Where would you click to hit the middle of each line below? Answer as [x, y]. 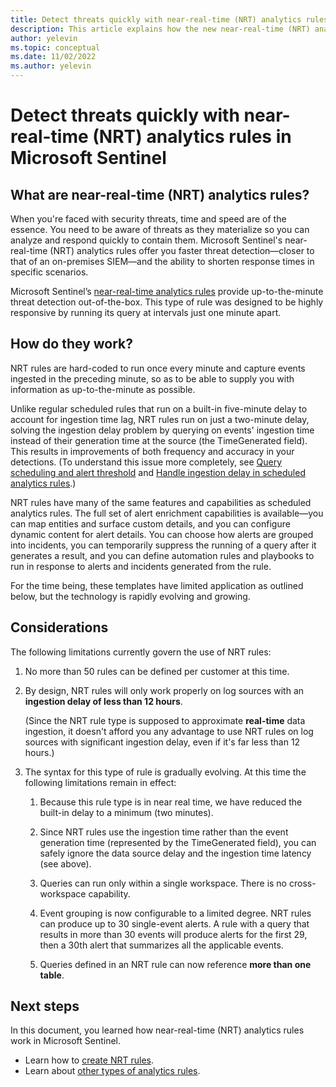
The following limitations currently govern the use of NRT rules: [141, 652]
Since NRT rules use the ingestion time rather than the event [164, 832]
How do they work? [72, 344]
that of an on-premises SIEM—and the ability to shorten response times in [162, 261]
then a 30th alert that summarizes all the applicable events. [161, 945]
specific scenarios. [49, 272]
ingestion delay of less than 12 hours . [103, 701]
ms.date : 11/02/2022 [53, 57]
